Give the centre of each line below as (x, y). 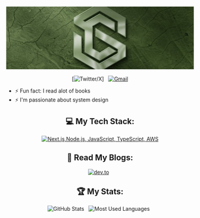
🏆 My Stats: (100, 192)
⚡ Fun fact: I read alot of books (53, 91)
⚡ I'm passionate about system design (62, 100)
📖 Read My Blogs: (100, 158)
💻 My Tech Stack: (100, 122)
